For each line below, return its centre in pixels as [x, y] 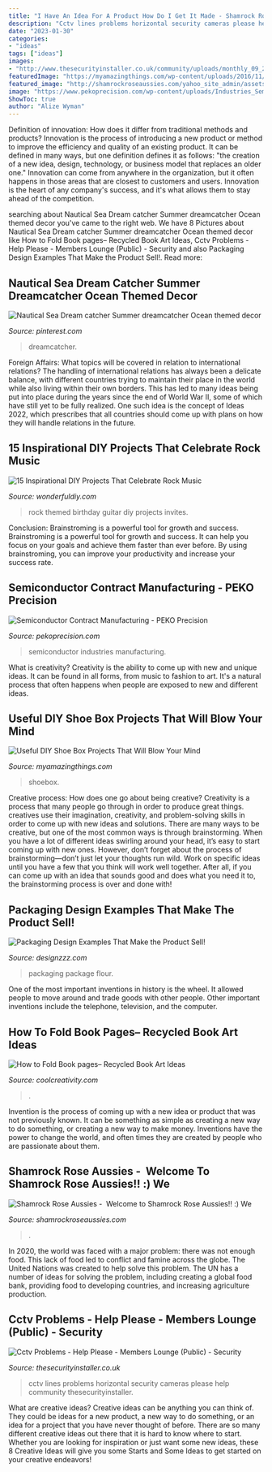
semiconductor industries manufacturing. [97, 651]
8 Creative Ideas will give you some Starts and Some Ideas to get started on [135, 1451]
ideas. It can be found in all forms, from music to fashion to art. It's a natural [135, 676]
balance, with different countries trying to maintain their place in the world [132, 379]
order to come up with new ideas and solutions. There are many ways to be [134, 824]
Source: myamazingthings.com [61, 766]
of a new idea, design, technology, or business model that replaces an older [135, 164]
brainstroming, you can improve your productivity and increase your [122, 554]
